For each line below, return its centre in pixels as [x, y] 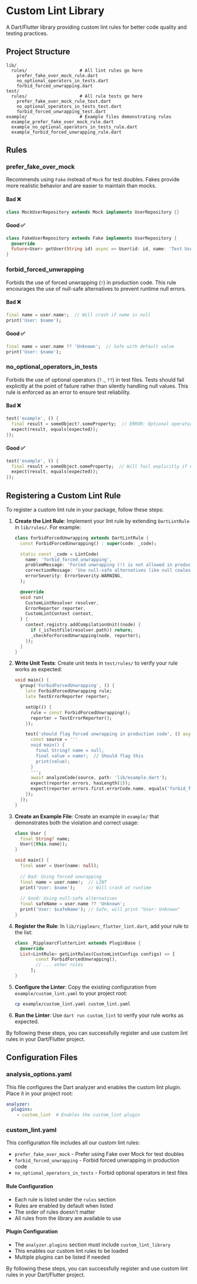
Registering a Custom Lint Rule [64, 495]
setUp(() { [39, 707]
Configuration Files [42, 1058]
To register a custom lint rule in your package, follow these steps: [85, 510]
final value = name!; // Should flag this [90, 756]
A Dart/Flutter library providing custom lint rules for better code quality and [96, 27]
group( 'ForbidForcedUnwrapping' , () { [67, 686]
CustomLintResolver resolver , [62, 603]
